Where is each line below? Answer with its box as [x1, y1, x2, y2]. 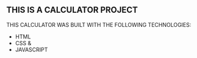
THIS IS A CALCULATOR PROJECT [6, 5, 138, 15]
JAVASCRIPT [15, 46, 48, 53]
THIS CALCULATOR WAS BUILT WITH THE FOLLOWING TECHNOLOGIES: [6, 21, 192, 28]
